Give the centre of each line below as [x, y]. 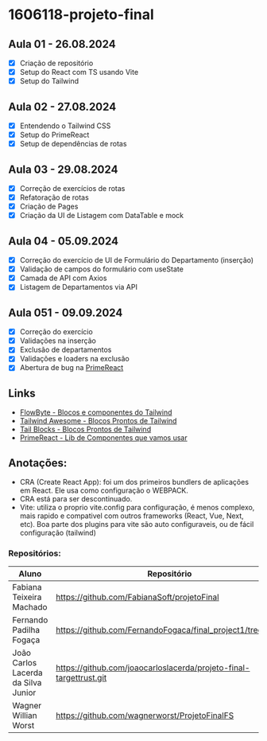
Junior [24, 692]
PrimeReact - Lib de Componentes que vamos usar [104, 438]
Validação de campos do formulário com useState [102, 269]
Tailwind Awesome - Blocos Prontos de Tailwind [98, 421]
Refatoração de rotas [54, 197]
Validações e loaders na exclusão [74, 359]
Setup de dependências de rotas [73, 144]
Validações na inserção [58, 341]
